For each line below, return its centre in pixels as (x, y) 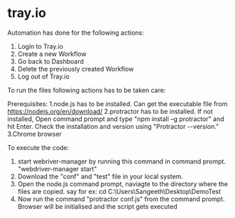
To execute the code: (38, 147)
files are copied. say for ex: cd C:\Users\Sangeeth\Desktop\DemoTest (119, 191)
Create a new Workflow (52, 54)
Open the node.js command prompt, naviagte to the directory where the (123, 184)
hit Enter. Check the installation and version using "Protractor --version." (113, 126)
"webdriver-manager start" (57, 168)
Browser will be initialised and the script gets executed (97, 206)
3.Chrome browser (35, 134)
